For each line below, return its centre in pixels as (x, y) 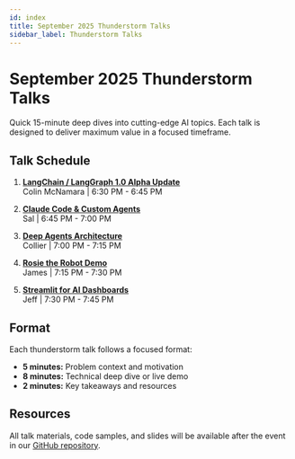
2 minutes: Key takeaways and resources (99, 385)
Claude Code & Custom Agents (81, 209)
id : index (28, 18)
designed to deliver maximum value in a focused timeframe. (120, 132)
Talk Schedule (50, 160)
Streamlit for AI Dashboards (75, 290)
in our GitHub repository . (55, 445)
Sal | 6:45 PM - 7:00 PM (67, 219)
